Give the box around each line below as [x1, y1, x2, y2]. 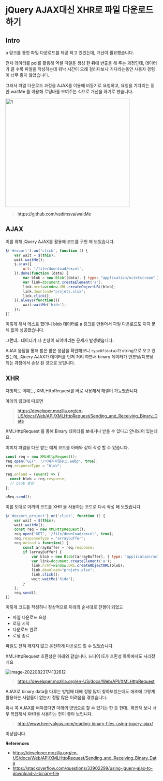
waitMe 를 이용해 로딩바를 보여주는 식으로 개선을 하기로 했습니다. [10, 88, 133, 94]
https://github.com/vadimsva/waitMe [17, 211, 91, 217]
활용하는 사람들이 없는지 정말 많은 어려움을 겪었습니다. [5, 694, 108, 700]
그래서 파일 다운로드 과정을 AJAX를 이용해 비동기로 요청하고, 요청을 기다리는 [5, 83, 149, 88]
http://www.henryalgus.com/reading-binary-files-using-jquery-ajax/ [17, 721, 154, 727]
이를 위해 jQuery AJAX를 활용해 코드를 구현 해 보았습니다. [5, 239, 115, 244]
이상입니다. [5, 731, 27, 737]
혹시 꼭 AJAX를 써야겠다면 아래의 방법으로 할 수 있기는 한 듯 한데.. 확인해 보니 [5, 705, 152, 711]
